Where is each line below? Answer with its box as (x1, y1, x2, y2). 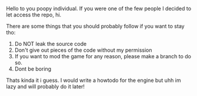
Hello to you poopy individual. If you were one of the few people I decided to (6, 5, 192, 12)
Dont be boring (14, 65, 52, 72)
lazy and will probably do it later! (6, 83, 85, 90)
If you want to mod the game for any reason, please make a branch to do (14, 53, 191, 59)
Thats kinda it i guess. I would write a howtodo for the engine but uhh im (6, 77, 181, 84)
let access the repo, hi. (6, 11, 62, 18)
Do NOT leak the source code (14, 41, 87, 47)
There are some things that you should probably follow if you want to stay (6, 23, 185, 29)
